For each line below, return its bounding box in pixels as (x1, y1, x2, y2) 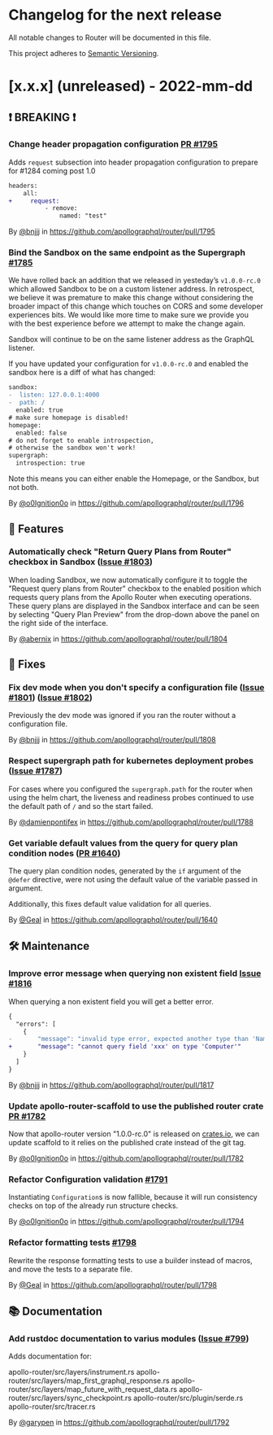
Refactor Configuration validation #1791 (8, 1174, 168, 1185)
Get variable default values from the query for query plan (8, 837, 238, 848)
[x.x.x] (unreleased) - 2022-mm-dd (8, 77, 253, 95)
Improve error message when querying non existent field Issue (8, 968, 262, 979)
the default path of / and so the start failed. (8, 801, 154, 811)
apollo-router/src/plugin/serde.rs (133, 1393, 244, 1403)
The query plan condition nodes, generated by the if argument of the (8, 866, 241, 876)
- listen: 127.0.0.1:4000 (8, 391, 100, 400)
